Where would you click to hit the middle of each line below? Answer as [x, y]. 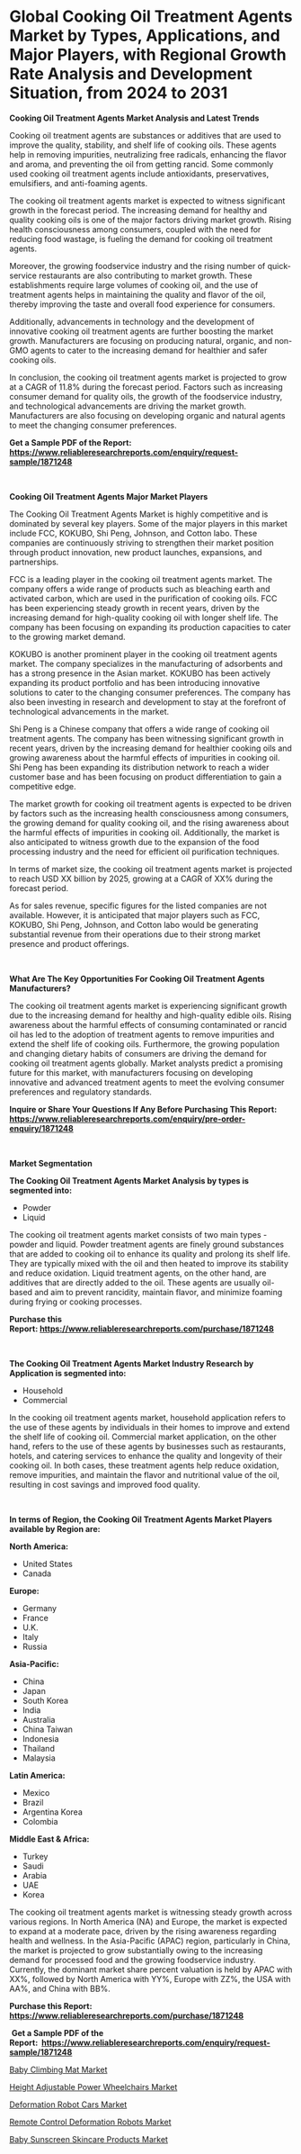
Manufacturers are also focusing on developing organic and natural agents [147, 415]
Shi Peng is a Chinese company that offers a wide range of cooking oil [139, 729]
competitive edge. [43, 786]
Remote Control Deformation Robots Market [91, 2122]
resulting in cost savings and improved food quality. [105, 1484]
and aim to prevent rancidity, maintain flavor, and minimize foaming [159, 1292]
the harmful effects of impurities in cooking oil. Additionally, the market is [145, 832]
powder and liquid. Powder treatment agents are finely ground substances [147, 1244]
